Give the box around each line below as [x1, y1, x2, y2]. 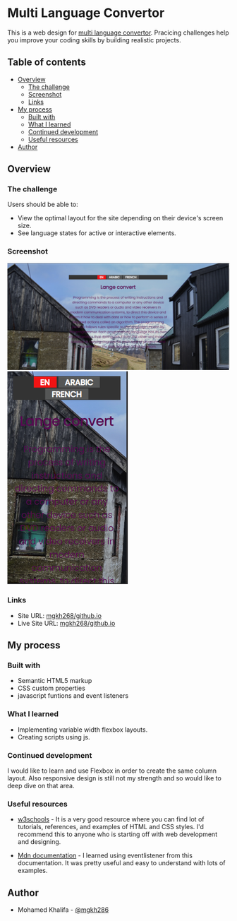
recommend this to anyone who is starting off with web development [17, 830, 217, 838]
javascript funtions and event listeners [17, 691, 129, 700]
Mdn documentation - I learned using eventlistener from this [17, 851, 193, 860]
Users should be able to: [7, 200, 79, 209]
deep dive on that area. [7, 781, 75, 790]
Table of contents [7, 57, 86, 69]
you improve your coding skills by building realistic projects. [7, 35, 181, 44]
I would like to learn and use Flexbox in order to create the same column [7, 766, 217, 775]
